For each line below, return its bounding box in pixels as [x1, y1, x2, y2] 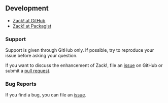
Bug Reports [5, 81, 37, 88]
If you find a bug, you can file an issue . [5, 92, 86, 98]
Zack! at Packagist [12, 23, 52, 29]
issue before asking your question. [5, 53, 78, 59]
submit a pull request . [5, 68, 51, 74]
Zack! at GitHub [12, 17, 46, 23]
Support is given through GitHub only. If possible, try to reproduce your [5, 47, 154, 53]
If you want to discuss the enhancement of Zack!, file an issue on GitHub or [5, 62, 163, 68]
